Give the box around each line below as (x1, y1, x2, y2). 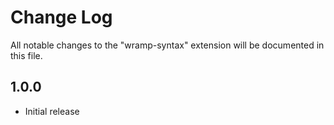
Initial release (24, 105, 80, 117)
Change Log (10, 6, 113, 29)
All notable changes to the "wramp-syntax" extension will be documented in (10, 39, 325, 51)
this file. (10, 49, 43, 61)
